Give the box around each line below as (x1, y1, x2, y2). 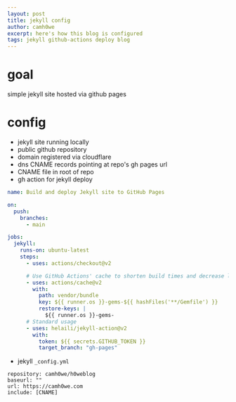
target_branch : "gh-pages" (38, 344, 118, 351)
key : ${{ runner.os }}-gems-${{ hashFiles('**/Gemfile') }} (38, 299, 218, 306)
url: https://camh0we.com (7, 383, 83, 390)
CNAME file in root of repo (17, 168, 94, 176)
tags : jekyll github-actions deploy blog (7, 37, 131, 44)
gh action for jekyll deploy (17, 175, 93, 183)
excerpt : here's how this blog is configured (7, 30, 143, 37)
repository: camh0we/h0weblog (7, 370, 96, 378)
